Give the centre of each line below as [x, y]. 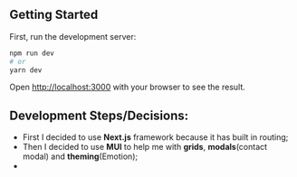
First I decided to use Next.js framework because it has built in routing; [155, 137]
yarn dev [26, 70]
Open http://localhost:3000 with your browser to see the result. [128, 87]
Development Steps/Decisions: [99, 115]
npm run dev [32, 53]
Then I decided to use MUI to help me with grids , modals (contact [145, 147]
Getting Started [54, 15]
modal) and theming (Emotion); [80, 156]
